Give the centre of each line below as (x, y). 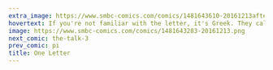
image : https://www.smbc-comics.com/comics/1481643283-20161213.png (127, 31)
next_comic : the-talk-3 (49, 38)
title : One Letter (39, 53)
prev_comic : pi (34, 46)
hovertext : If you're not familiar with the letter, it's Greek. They (130, 23)
